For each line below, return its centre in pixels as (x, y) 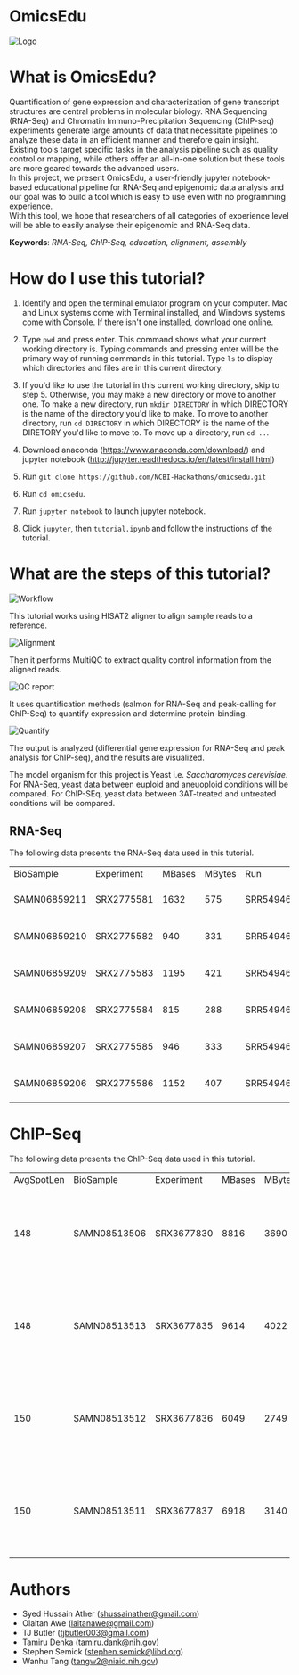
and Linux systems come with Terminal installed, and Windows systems (154, 312)
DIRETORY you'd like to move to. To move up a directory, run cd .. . (145, 432)
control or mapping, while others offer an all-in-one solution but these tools (147, 159)
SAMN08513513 (110, 1325)
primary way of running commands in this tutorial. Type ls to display (147, 358)
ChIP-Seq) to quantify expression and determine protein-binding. (128, 713)
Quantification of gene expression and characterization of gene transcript (144, 102)
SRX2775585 (124, 1046)
